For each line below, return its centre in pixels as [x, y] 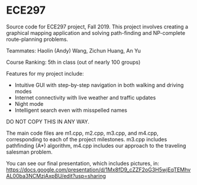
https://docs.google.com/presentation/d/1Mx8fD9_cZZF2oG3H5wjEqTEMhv [98, 170]
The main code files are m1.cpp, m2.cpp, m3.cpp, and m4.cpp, [82, 133]
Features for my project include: [45, 73]
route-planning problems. [37, 39]
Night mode [29, 103]
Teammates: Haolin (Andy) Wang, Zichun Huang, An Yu [73, 50]
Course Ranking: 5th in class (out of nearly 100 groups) [73, 62]
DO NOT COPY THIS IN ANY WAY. [48, 121]
